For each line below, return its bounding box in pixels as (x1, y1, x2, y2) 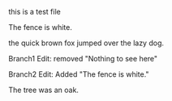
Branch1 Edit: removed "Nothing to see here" (8, 54, 158, 63)
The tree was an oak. (8, 85, 80, 95)
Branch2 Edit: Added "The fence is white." (8, 69, 149, 79)
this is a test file (8, 7, 61, 16)
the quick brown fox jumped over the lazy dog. (8, 38, 165, 48)
